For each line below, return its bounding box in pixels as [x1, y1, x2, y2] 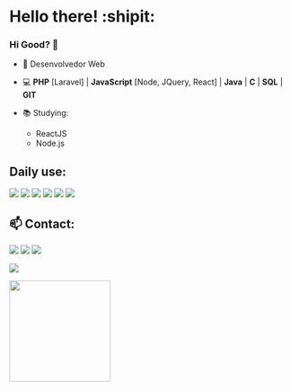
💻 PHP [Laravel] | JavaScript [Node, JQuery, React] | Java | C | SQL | [22, 76, 283, 87]
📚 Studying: [22, 108, 69, 119]
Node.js [35, 138, 66, 149]
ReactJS [35, 129, 67, 139]
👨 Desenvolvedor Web [22, 58, 106, 69]
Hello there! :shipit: [9, 6, 155, 27]
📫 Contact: [9, 216, 75, 231]
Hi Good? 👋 [9, 39, 58, 51]
